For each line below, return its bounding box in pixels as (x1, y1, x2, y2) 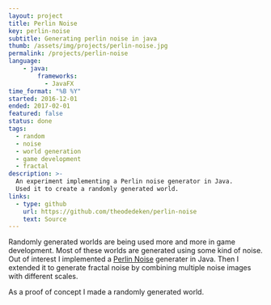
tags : (8, 125, 27, 133)
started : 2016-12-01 (8, 95, 78, 103)
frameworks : (37, 72, 78, 80)
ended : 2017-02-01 (8, 102, 70, 110)
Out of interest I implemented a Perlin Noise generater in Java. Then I (8, 254, 239, 264)
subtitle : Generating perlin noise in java (8, 34, 158, 43)
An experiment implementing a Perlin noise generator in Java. (15, 177, 233, 186)
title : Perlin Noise (8, 19, 78, 28)
